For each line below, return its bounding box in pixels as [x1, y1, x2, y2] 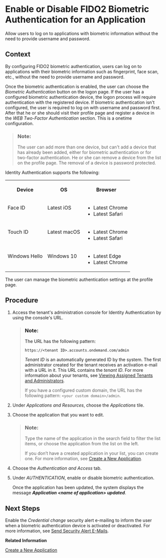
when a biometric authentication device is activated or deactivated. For [5, 523, 150, 529]
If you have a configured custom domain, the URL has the [24, 387, 143, 393]
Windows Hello [7, 253, 43, 260]
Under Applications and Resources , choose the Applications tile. [12, 402, 145, 408]
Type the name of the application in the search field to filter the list [24, 435, 161, 441]
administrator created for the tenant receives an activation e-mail [24, 362, 158, 368]
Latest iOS [47, 205, 72, 211]
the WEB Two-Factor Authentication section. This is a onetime [5, 115, 132, 121]
